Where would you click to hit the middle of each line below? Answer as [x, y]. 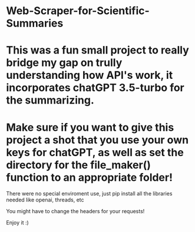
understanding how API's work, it [90, 75]
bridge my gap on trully [64, 63]
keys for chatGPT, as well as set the [95, 152]
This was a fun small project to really [98, 50]
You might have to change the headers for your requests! [75, 211]
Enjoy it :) [18, 223]
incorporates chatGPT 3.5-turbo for [95, 88]
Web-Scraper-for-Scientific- [78, 11]
